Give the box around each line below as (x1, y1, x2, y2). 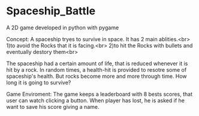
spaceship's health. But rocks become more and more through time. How (6, 72, 187, 80)
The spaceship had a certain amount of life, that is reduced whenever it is (6, 60, 188, 67)
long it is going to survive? (6, 79, 71, 86)
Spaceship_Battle (6, 4, 96, 18)
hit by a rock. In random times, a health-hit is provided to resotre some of (6, 66, 187, 73)
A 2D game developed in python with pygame (6, 24, 119, 31)
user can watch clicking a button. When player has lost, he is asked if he (6, 97, 185, 104)
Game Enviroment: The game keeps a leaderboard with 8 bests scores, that (6, 90, 193, 97)
